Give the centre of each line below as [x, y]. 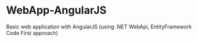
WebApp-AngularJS [56, 10]
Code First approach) [32, 33]
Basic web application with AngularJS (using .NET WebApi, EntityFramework [99, 27]
